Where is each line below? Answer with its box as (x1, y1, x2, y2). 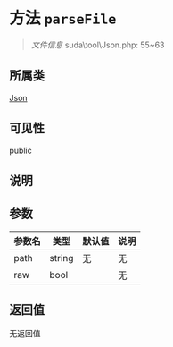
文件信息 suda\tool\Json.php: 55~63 (30, 39, 165, 50)
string (49, 251, 74, 264)
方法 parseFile (9, 8, 117, 29)
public (9, 145, 33, 156)
